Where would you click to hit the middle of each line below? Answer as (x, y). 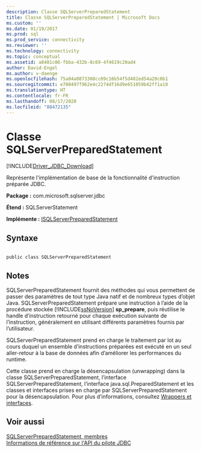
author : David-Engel (32, 68)
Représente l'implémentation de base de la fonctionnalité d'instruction (93, 178)
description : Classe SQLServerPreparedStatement (68, 12)
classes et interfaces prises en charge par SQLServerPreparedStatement (97, 390)
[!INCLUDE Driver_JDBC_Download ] (50, 166)
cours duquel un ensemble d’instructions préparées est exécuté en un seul (99, 347)
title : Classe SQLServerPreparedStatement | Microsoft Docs (83, 17)
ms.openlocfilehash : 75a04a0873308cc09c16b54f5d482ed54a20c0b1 (87, 79)
